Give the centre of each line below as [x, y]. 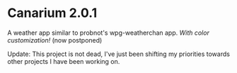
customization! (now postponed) [55, 40]
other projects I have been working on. [64, 61]
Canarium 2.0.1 [52, 13]
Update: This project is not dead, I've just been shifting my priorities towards [118, 54]
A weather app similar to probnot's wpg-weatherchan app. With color [109, 33]
